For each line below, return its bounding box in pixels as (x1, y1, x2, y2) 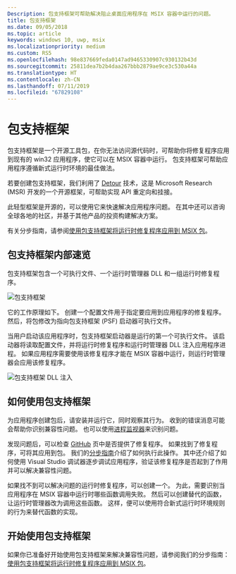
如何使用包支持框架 (7, 396, 91, 408)
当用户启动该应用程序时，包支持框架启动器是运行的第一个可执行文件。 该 (7, 331, 219, 340)
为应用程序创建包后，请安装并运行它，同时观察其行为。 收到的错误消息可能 (7, 415, 225, 424)
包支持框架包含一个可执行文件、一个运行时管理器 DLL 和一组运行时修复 (7, 269, 213, 277)
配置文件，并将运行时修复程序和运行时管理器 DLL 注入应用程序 (37, 340, 220, 349)
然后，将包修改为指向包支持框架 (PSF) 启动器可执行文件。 (7, 317, 175, 325)
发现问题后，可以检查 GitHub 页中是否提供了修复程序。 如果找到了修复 (7, 439, 212, 448)
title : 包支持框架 (7, 17, 56, 24)
